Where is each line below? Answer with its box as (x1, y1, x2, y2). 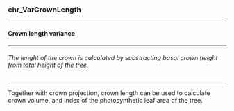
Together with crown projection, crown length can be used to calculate (8, 88, 210, 97)
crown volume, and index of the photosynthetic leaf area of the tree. (8, 96, 203, 104)
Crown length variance (8, 29, 76, 37)
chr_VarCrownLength (8, 5, 82, 14)
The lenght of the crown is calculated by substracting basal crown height (8, 54, 218, 62)
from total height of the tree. (8, 61, 89, 70)
